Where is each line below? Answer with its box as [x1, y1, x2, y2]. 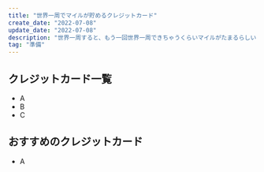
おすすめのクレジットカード [8, 135, 143, 148]
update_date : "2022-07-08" [8, 26, 97, 34]
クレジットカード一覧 [8, 72, 112, 85]
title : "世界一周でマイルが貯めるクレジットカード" [8, 11, 158, 20]
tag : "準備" [8, 41, 45, 49]
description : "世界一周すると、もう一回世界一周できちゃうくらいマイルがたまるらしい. [8, 33, 260, 42]
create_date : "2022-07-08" [8, 19, 97, 27]
